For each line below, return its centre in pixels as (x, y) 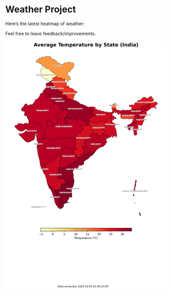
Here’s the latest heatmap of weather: (45, 24)
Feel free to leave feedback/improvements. (51, 33)
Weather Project (41, 9)
